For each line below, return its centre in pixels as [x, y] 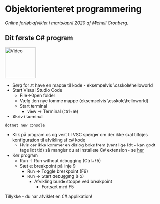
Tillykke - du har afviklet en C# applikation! [49, 196]
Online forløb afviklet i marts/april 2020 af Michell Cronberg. [67, 23]
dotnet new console [25, 125]
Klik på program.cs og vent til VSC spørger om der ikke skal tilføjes [80, 134]
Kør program [25, 155]
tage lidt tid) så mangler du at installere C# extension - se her [82, 150]
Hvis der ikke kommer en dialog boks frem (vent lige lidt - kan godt [87, 145]
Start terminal [33, 106]
